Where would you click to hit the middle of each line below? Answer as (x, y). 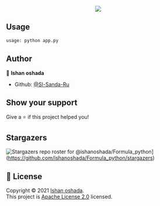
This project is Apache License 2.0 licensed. (59, 197)
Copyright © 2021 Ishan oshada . (45, 190)
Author (19, 59)
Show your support (42, 102)
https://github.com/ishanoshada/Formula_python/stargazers (80, 158)
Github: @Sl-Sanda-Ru (42, 84)
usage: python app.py (32, 40)
